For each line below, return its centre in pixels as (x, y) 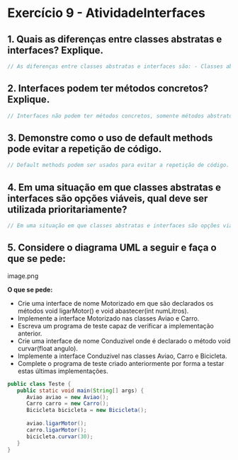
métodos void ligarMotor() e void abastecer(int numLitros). (103, 311)
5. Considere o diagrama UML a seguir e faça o (112, 248)
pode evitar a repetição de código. (85, 149)
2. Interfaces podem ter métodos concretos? (108, 89)
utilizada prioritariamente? (67, 209)
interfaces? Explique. (56, 50)
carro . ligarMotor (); (56, 430)
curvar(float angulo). (47, 348)
